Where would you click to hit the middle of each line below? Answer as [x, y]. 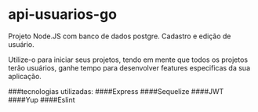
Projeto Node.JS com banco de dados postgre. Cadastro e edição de [120, 36]
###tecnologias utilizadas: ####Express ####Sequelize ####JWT [116, 91]
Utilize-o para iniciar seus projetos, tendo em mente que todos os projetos [128, 60]
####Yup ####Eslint [42, 99]
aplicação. [25, 76]
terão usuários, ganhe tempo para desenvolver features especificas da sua [129, 67]
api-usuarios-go [63, 14]
